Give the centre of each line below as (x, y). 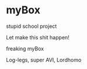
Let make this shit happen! (38, 37)
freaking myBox (25, 48)
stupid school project (32, 26)
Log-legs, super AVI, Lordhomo (44, 60)
